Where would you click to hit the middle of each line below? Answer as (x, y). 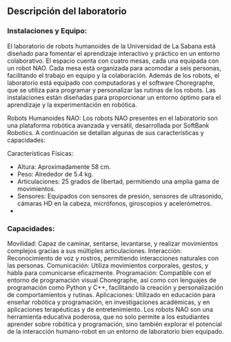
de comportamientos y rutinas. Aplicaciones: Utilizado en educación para (111, 294)
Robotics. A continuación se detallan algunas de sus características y (106, 132)
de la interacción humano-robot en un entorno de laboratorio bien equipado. (115, 331)
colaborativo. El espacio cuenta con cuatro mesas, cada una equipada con (113, 61)
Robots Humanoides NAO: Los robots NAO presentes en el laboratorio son (113, 118)
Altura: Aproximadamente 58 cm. (64, 167)
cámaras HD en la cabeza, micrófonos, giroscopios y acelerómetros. (114, 203)
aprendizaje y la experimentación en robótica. (72, 104)
